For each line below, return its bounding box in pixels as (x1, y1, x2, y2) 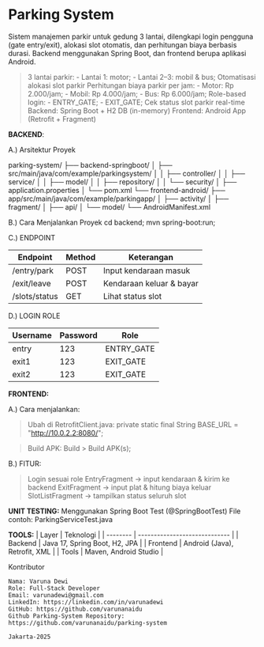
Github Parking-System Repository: (8, 611, 125, 620)
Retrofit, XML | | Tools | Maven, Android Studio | (8, 547, 164, 556)
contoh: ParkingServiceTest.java (8, 514, 113, 524)
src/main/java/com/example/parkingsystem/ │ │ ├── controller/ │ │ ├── (8, 168, 246, 178)
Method (65, 252, 96, 263)
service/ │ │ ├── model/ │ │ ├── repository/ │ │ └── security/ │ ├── (8, 176, 237, 187)
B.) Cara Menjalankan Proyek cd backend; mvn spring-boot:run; (8, 218, 216, 227)
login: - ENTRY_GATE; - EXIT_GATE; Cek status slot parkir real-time (27, 97, 246, 107)
